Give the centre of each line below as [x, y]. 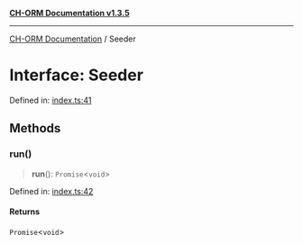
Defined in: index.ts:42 [51, 191]
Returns [25, 212]
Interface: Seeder [77, 75]
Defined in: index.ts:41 [50, 100]
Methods [35, 128]
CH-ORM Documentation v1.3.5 [69, 13]
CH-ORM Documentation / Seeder [73, 39]
